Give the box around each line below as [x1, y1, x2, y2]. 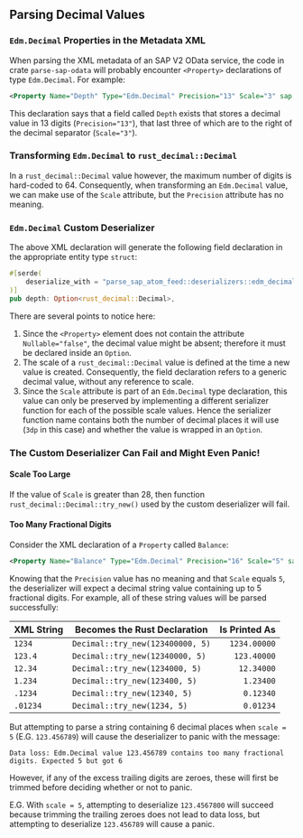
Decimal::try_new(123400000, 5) [71, 638, 211, 648]
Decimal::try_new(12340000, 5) [71, 650, 207, 661]
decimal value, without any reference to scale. [22, 376, 194, 386]
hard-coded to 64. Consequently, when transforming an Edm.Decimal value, [9, 180, 289, 191]
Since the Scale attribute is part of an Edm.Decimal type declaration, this [22, 386, 288, 396]
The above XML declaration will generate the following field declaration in [9, 242, 283, 253]
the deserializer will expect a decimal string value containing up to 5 [9, 582, 262, 593]
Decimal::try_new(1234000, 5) [71, 663, 202, 674]
